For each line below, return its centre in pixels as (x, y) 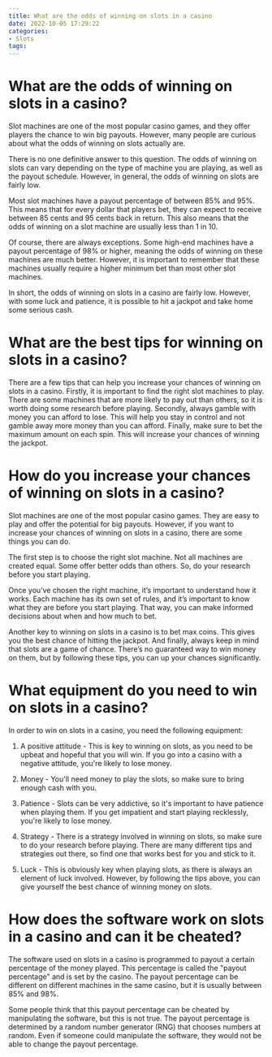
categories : (28, 31)
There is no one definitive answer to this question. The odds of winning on (133, 159)
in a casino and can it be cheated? (125, 937)
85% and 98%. (34, 994)
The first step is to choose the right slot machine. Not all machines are (126, 557)
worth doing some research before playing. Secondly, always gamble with (132, 408)
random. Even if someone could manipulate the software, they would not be (135, 1035)
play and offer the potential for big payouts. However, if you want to (121, 524)
